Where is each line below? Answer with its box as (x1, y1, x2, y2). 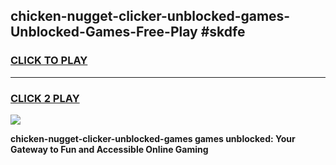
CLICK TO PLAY (10, 54, 88, 68)
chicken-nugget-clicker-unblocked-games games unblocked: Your (10, 132, 296, 144)
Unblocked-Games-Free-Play (10, 24, 198, 41)
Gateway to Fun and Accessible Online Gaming (10, 143, 209, 155)
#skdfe (200, 24, 246, 41)
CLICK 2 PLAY (10, 91, 80, 105)
